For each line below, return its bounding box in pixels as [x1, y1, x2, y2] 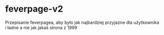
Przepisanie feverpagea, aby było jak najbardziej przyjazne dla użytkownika [5, 19, 160, 25]
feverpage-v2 [5, 3, 63, 15]
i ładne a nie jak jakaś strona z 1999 [5, 24, 78, 30]
